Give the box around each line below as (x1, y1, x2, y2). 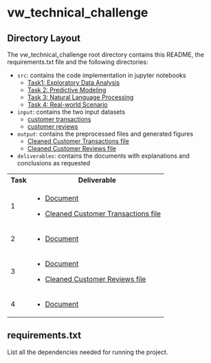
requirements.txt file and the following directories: (7, 58, 148, 66)
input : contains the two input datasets (16, 108, 126, 116)
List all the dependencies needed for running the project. (7, 348, 168, 356)
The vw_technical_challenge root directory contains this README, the (7, 50, 205, 59)
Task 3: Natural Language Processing (27, 93, 134, 101)
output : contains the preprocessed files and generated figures (16, 129, 194, 138)
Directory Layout (7, 32, 81, 44)
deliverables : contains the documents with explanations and (16, 152, 190, 160)
